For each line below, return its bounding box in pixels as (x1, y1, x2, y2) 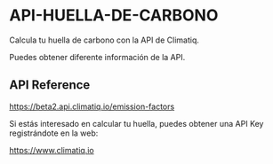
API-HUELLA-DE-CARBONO (9, 5, 219, 26)
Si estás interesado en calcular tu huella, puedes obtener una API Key (9, 118, 264, 129)
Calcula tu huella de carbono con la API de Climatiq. (9, 35, 200, 45)
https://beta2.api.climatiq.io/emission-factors (9, 101, 175, 112)
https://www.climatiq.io (9, 144, 95, 155)
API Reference (9, 77, 91, 93)
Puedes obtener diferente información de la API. (9, 51, 186, 62)
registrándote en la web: (9, 128, 99, 138)
